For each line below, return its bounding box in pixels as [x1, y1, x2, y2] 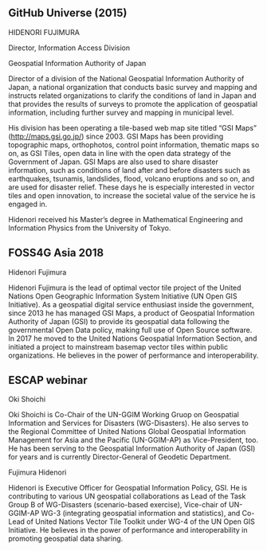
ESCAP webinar [8, 373, 88, 387]
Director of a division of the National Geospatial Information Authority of [8, 73, 245, 83]
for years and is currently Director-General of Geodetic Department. [8, 452, 231, 462]
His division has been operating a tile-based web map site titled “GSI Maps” [8, 123, 257, 132]
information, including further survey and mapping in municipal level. [8, 107, 234, 117]
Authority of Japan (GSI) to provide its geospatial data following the [8, 316, 230, 326]
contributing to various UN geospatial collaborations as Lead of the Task [8, 491, 246, 501]
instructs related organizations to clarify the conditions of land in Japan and [8, 91, 257, 100]
